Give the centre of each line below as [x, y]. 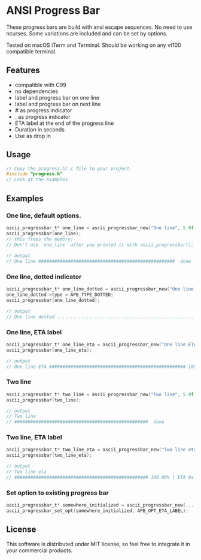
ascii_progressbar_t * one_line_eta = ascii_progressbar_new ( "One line [96, 345]
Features [23, 71]
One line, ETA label [34, 332]
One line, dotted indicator [44, 277]
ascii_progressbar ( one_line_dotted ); [53, 301]
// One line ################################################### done [99, 262]
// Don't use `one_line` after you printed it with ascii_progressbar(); [100, 245]
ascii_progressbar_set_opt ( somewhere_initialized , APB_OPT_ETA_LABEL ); [97, 511]
